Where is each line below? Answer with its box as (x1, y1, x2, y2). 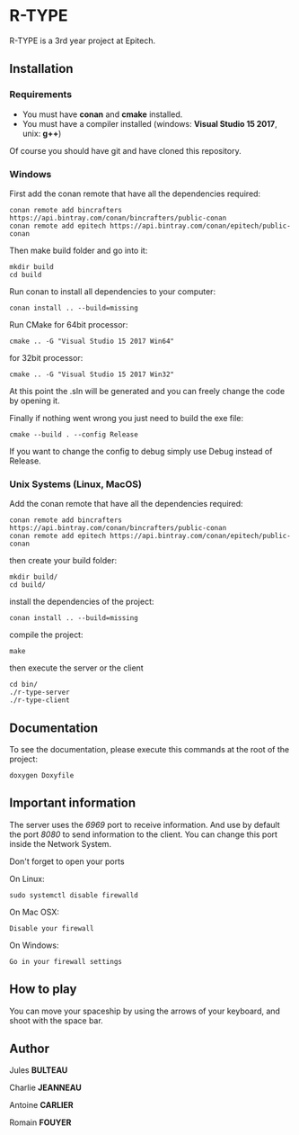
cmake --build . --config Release (9, 429, 139, 439)
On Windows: (9, 940, 59, 950)
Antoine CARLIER (9, 1100, 74, 1111)
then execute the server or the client (9, 662, 144, 673)
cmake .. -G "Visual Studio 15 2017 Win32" (9, 370, 175, 379)
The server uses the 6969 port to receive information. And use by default (9, 819, 280, 830)
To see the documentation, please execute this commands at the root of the (9, 744, 290, 755)
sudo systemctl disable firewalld (9, 890, 139, 900)
